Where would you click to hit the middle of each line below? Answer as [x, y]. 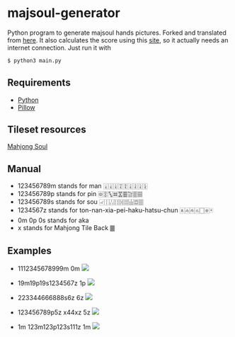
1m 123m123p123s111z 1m [54, 327]
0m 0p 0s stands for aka [53, 220]
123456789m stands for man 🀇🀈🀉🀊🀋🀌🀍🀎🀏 [82, 186]
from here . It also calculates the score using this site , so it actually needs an [118, 40]
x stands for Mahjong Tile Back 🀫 [66, 228]
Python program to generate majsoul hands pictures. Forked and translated [117, 33]
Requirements [39, 83]
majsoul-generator [64, 13]
